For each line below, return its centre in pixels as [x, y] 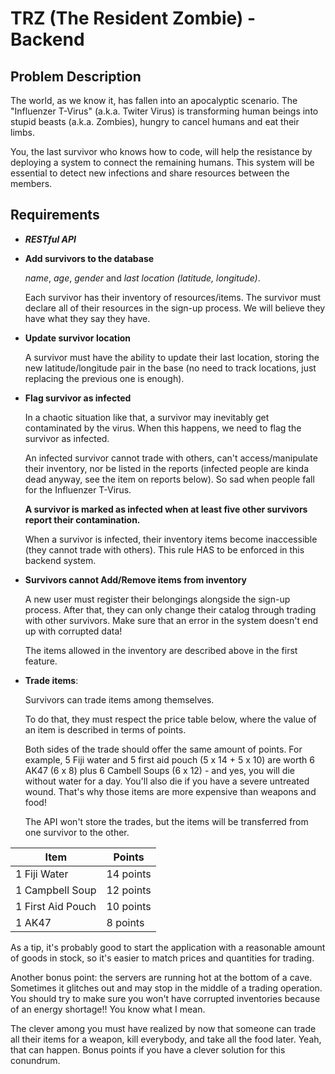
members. [31, 183]
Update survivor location [77, 338]
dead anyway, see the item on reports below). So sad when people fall [169, 479]
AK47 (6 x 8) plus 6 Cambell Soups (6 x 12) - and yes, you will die [159, 770]
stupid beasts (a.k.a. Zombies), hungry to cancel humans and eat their [155, 121]
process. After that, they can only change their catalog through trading [170, 609]
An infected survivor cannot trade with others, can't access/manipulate [171, 458]
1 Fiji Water [42, 874]
